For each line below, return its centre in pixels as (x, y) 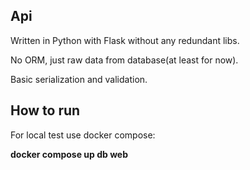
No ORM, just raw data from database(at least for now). (124, 60)
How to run (45, 110)
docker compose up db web (69, 154)
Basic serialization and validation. (79, 79)
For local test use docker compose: (83, 135)
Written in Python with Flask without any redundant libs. (125, 40)
